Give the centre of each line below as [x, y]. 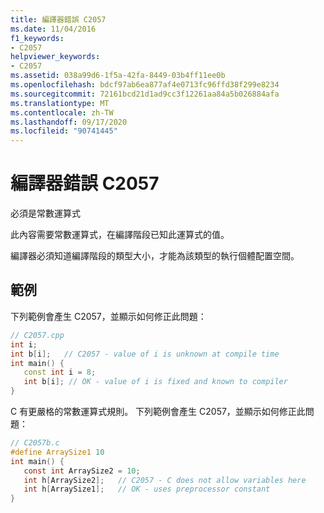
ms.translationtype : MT [60, 103]
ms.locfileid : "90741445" [64, 131]
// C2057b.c [35, 443]
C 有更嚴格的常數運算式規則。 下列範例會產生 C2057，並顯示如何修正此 [158, 411]
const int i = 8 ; [60, 372]
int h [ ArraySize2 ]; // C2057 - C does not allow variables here [165, 480]
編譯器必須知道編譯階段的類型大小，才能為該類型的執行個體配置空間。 [155, 256]
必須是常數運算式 [45, 213]
